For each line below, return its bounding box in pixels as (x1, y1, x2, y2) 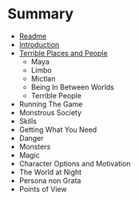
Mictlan (30, 74, 56, 83)
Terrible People (30, 90, 81, 100)
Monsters (18, 142, 51, 151)
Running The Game (18, 99, 83, 109)
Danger (18, 133, 45, 142)
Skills (18, 116, 38, 126)
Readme (18, 31, 47, 41)
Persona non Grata (18, 175, 81, 185)
